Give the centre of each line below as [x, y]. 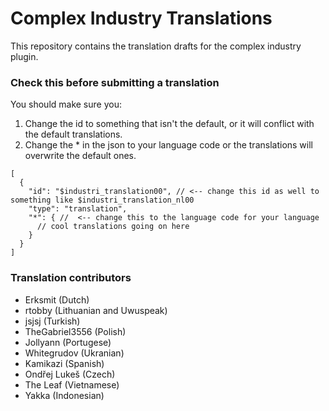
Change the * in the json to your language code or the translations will [168, 145]
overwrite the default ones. [80, 156]
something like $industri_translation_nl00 [102, 200]
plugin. [24, 56]
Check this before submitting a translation [115, 82]
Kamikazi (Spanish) [64, 363]
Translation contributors [71, 278]
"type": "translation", [78, 209]
